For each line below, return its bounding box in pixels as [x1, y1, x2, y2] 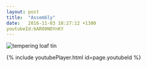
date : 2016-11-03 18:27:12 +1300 [6, 20, 97, 26]
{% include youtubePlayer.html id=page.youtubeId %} [6, 54, 142, 61]
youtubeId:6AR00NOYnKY [6, 25, 64, 32]
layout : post [6, 8, 39, 15]
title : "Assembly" [6, 14, 56, 21]
